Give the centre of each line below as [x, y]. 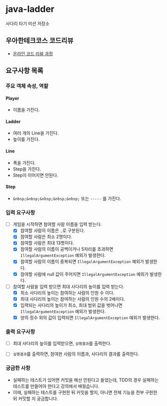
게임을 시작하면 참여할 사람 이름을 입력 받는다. [57, 224]
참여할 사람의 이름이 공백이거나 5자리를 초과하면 [67, 249]
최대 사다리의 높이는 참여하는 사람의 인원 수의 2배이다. [73, 299]
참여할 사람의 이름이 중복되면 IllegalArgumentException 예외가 [82, 262]
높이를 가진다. [26, 139]
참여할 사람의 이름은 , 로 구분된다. [52, 231]
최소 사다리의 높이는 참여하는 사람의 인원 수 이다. [67, 293]
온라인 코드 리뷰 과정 [33, 54]
